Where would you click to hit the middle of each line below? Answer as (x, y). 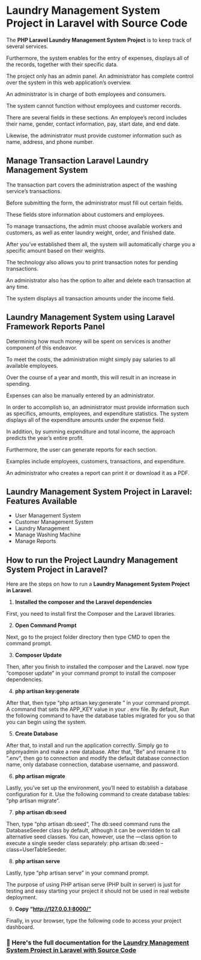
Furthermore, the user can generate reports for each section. (82, 450)
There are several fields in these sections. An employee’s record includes (97, 117)
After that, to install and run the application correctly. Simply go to (88, 745)
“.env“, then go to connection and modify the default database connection (97, 758)
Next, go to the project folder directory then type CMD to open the (88, 637)
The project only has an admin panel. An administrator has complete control (100, 76)
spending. (19, 383)
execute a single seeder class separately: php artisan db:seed (83, 843)
